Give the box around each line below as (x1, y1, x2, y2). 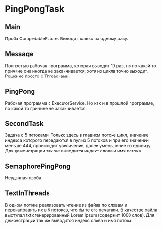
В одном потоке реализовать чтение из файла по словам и (5, 202, 128, 208)
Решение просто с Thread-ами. (5, 73, 70, 79)
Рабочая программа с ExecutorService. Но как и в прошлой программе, (5, 100, 154, 106)
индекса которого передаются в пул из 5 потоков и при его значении (5, 137, 149, 143)
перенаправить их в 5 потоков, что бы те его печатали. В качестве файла (5, 207, 158, 213)
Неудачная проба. (5, 175, 43, 181)
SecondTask (5, 119, 44, 128)
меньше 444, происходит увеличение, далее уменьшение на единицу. (5, 143, 152, 149)
